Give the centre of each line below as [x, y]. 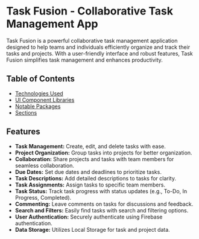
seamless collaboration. [44, 165]
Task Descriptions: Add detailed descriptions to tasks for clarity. [96, 178]
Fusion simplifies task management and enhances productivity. [84, 60]
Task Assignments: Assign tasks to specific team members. [90, 185]
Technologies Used [39, 93]
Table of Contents [41, 79]
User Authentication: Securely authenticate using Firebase [89, 217]
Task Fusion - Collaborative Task [90, 11]
